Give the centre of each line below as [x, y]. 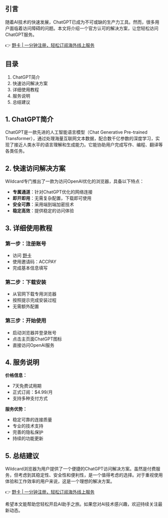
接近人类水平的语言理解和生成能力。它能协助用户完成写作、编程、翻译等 [88, 145]
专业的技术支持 [28, 426]
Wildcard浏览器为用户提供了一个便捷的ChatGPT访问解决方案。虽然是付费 [81, 469]
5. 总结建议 [22, 456]
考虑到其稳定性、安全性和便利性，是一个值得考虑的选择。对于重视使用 [90, 475]
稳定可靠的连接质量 [32, 420]
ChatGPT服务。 [21, 35]
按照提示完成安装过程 [34, 300]
